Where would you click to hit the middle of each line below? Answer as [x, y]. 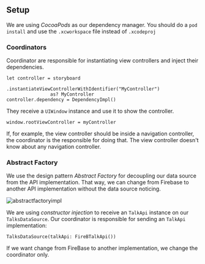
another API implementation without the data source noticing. [84, 189]
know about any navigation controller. [54, 147]
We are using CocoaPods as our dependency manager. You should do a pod [102, 25]
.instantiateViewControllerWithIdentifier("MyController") [83, 89]
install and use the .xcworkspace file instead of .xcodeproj [81, 31]
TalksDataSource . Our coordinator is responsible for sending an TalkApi [96, 219]
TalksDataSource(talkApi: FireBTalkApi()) [61, 237]
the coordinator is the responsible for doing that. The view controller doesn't [102, 140]
